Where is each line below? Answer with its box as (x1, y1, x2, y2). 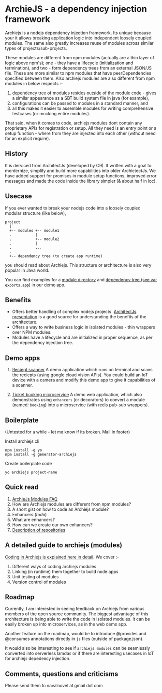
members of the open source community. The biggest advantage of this (5, 611, 148, 617)
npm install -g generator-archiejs (5, 452, 77, 457)
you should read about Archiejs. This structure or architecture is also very (5, 262, 152, 268)
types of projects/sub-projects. (5, 45, 67, 51)
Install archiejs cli (5, 438, 40, 444)
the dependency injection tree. (12, 340, 74, 346)
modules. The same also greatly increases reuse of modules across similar (5, 40, 154, 46)
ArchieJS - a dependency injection (5, 3, 147, 15)
